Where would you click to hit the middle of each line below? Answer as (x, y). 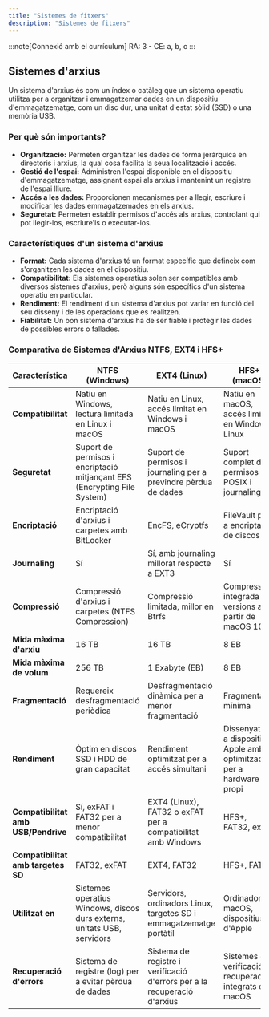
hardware (241, 779)
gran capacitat (103, 769)
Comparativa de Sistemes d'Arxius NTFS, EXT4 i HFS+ (116, 350)
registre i (165, 962)
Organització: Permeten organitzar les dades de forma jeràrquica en (133, 154)
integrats (240, 987)
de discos (241, 536)
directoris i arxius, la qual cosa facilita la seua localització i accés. (128, 163)
